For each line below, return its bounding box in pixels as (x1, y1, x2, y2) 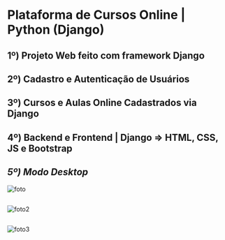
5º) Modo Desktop (7, 166, 89, 178)
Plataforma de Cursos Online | (7, 7, 186, 23)
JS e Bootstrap (7, 142, 73, 154)
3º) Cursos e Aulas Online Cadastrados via (7, 97, 197, 109)
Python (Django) (7, 22, 105, 38)
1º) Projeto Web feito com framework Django (7, 50, 205, 61)
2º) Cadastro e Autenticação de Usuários (7, 73, 190, 85)
